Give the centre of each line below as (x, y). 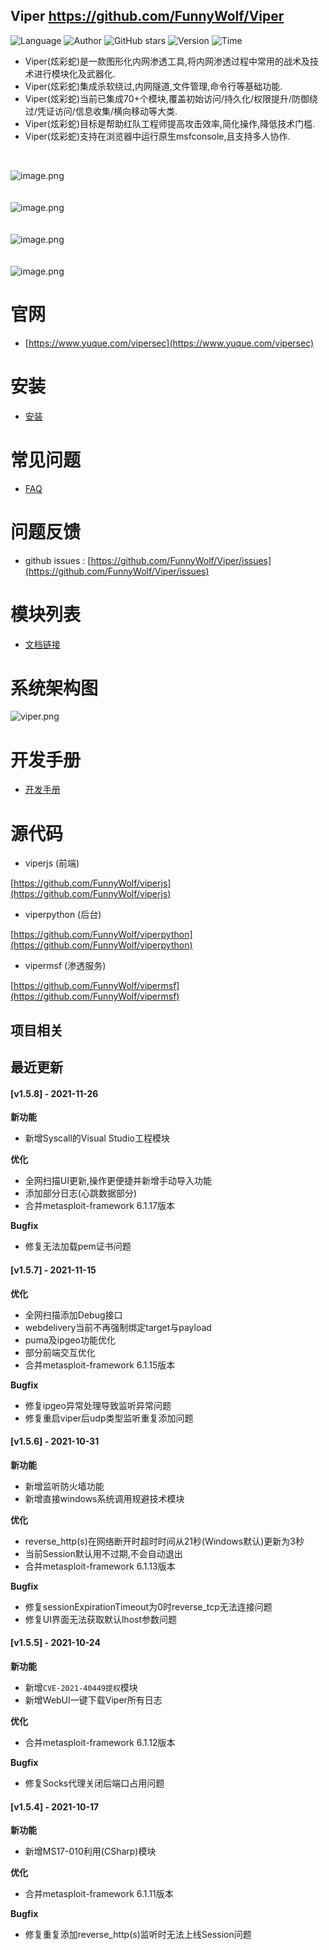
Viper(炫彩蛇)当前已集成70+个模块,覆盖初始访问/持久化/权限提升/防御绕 (171, 98)
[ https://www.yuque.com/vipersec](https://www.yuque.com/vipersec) (169, 343)
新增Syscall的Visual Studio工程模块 (97, 1138)
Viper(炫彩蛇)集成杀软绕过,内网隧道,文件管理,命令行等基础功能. (153, 86)
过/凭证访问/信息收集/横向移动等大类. (101, 111)
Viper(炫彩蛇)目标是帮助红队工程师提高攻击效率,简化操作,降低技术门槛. (170, 123)
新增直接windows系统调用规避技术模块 (104, 1498)
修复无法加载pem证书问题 (78, 1246)
